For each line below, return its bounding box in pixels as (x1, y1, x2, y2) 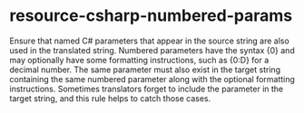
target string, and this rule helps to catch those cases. (9, 92, 211, 104)
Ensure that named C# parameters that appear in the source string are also (9, 35, 290, 46)
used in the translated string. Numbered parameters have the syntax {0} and (9, 44, 295, 55)
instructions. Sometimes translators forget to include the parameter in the (9, 83, 284, 94)
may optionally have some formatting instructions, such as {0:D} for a (9, 54, 270, 65)
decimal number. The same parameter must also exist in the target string (9, 64, 281, 75)
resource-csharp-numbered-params (9, 5, 293, 26)
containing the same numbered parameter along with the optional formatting (9, 73, 295, 84)
